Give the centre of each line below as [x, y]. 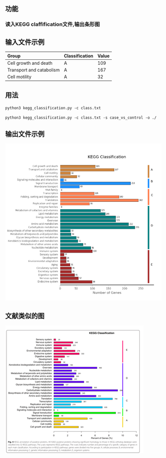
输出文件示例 [25, 134]
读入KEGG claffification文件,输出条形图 [53, 24]
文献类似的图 [25, 316]
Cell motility [19, 77]
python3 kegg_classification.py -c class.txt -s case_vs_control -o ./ [81, 118]
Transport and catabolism [34, 70]
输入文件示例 [25, 42]
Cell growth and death [30, 63]
